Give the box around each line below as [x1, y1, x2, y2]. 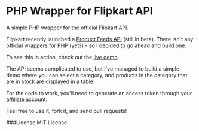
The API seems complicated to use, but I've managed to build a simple [6, 65, 180, 72]
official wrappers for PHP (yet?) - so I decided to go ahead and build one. [6, 42, 187, 49]
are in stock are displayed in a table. [6, 78, 95, 85]
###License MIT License [6, 118, 68, 126]
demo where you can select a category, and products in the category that [6, 71, 188, 78]
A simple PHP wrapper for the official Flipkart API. [6, 24, 129, 31]
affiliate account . [6, 96, 48, 103]
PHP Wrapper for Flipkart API [6, 4, 154, 18]
